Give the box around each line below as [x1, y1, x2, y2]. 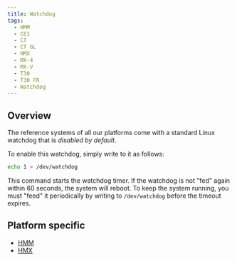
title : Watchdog [7, 10, 56, 18]
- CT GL [14, 43, 37, 50]
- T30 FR [14, 76, 40, 84]
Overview [7, 110, 52, 122]
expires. [7, 198, 31, 207]
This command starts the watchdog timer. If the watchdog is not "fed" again [7, 176, 230, 185]
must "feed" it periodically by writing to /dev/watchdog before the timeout [7, 191, 222, 200]
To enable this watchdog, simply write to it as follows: [7, 150, 165, 159]
